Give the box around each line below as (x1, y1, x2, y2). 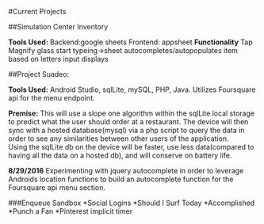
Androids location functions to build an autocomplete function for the (8, 174, 234, 184)
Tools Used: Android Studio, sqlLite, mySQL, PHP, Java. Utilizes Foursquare (8, 85, 256, 94)
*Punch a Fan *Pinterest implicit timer (8, 207, 133, 216)
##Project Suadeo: (8, 70, 70, 78)
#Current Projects (8, 7, 67, 16)
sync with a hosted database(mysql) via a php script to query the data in (8, 126, 245, 135)
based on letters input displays (8, 55, 109, 63)
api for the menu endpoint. (8, 93, 95, 102)
